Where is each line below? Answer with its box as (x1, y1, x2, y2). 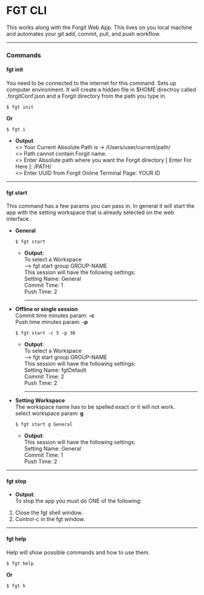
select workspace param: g (15, 410, 84, 417)
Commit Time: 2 (24, 373, 65, 380)
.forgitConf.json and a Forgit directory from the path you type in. (6, 92, 167, 100)
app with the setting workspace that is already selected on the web (6, 209, 174, 216)
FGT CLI (6, 4, 47, 18)
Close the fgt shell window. (15, 509, 83, 516)
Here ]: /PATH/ (15, 163, 52, 170)
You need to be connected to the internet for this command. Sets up (6, 79, 177, 87)
